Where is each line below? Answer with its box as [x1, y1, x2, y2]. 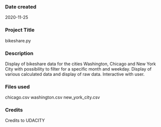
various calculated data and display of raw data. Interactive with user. [5, 71, 145, 77]
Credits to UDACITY [5, 118, 45, 124]
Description [5, 50, 34, 56]
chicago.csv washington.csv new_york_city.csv [5, 94, 100, 100]
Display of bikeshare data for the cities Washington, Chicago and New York [5, 61, 156, 67]
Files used [5, 83, 30, 90]
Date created [5, 3, 37, 10]
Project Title [5, 27, 35, 34]
